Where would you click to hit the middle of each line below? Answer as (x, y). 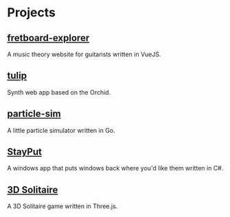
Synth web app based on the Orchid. (59, 92)
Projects (32, 13)
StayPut (25, 152)
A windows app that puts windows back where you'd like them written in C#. (115, 168)
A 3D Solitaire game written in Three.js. (62, 206)
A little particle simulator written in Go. (61, 130)
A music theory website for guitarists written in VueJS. (84, 54)
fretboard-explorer (48, 38)
